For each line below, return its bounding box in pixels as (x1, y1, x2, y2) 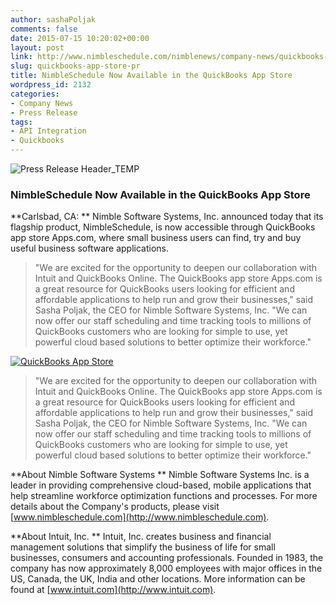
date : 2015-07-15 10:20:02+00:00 (10, 33, 150, 43)
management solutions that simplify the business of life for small (10, 541, 276, 553)
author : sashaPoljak (10, 14, 97, 25)
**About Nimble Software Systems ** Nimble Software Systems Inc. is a (10, 469, 310, 481)
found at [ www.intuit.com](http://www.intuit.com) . (10, 584, 217, 596)
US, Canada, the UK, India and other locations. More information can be (10, 573, 306, 585)
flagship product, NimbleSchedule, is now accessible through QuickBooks (10, 221, 316, 233)
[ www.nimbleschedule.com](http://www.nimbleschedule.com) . (10, 511, 270, 523)
